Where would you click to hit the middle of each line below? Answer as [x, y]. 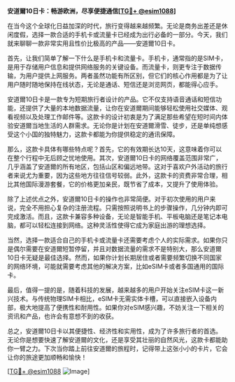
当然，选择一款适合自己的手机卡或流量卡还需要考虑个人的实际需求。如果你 [114, 240]
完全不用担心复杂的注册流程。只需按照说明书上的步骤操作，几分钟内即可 [123, 208]
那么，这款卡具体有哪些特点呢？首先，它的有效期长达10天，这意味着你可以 [115, 149]
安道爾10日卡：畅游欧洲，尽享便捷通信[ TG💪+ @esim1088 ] [92, 11]
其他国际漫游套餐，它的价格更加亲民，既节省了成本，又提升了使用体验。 [117, 184]
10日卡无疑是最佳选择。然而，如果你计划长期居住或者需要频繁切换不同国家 [115, 257]
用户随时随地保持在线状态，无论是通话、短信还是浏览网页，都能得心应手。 [114, 84]
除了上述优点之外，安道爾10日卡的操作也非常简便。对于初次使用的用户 [108, 199]
